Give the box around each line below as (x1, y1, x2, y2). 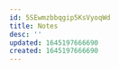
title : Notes (9, 22, 59, 30)
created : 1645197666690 (9, 47, 99, 56)
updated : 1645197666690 (9, 38, 99, 47)
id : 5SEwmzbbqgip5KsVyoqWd (9, 13, 111, 22)
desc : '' (9, 30, 42, 39)
